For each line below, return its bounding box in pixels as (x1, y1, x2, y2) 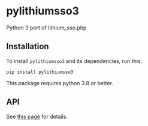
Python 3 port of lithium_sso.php (6, 24, 87, 31)
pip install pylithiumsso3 (6, 69, 74, 75)
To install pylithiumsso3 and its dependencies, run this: (6, 57, 143, 64)
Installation (6, 41, 49, 52)
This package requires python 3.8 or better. (6, 79, 114, 86)
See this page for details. (6, 113, 68, 120)
